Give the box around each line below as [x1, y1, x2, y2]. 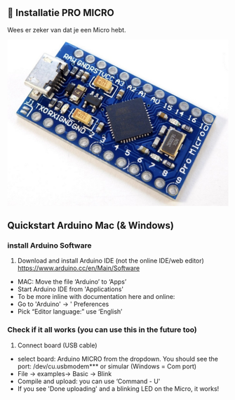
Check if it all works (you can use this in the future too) [7, 325, 198, 335]
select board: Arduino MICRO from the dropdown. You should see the [17, 354, 219, 363]
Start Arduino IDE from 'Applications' [17, 285, 124, 293]
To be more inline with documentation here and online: [17, 293, 175, 301]
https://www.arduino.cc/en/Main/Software [17, 264, 140, 272]
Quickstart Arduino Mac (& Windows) [7, 220, 174, 232]
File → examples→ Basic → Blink [17, 369, 112, 378]
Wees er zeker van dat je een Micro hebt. [7, 25, 126, 34]
